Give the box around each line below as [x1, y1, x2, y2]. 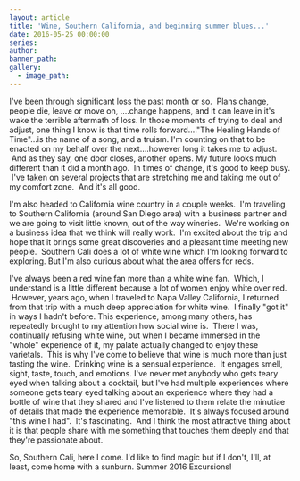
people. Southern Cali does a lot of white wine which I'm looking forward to [9, 246, 288, 257]
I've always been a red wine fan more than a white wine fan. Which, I [9, 273, 264, 283]
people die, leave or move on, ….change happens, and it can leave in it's [9, 105, 275, 116]
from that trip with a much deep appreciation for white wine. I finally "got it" [9, 301, 289, 312]
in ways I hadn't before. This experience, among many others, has [9, 310, 253, 322]
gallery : [9, 63, 42, 72]
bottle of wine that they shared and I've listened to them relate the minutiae [9, 396, 286, 407]
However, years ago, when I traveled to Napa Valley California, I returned [11, 291, 279, 302]
